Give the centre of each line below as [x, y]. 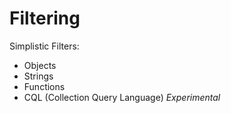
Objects [40, 65]
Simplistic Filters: [44, 46]
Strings [38, 76]
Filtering [45, 18]
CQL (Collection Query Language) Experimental [122, 97]
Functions [44, 86]
